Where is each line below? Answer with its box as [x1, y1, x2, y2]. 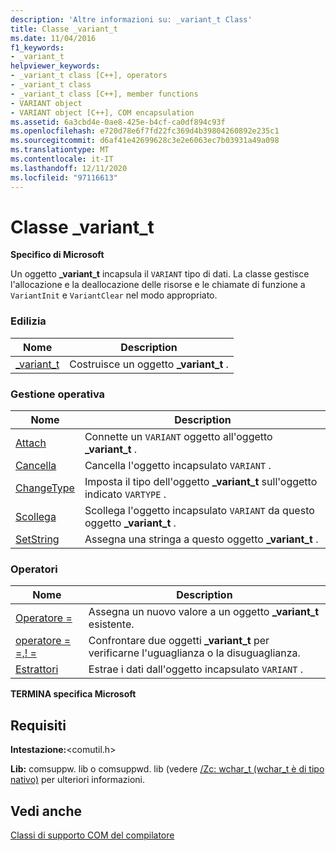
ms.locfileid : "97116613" [10, 172, 118, 183]
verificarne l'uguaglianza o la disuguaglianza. [88, 646, 301, 660]
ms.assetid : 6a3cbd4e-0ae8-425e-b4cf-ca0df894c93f [10, 117, 226, 127]
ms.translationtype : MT [10, 145, 110, 155]
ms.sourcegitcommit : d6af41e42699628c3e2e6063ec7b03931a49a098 [10, 136, 280, 146]
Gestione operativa [10, 387, 106, 401]
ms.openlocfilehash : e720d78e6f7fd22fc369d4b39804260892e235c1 [10, 126, 280, 136]
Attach [15, 436, 47, 450]
